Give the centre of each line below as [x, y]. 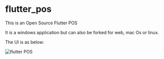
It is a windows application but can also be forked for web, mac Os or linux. [82, 32]
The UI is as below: [25, 42]
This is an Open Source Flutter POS [41, 23]
